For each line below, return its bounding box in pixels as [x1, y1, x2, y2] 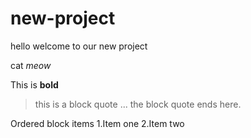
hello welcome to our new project [10, 40, 148, 52]
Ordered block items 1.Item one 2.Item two [10, 117, 185, 129]
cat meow [10, 59, 52, 71]
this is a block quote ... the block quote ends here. [34, 98, 242, 110]
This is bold [10, 78, 59, 91]
